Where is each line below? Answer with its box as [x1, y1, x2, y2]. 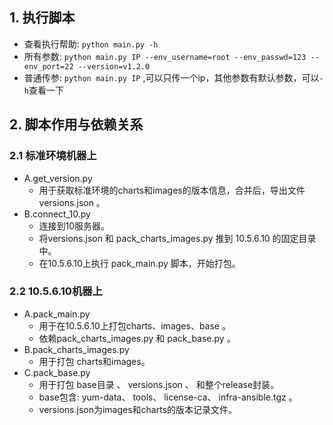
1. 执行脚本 [9, 9, 76, 27]
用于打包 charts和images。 [38, 355, 151, 367]
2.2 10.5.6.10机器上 [9, 284, 103, 298]
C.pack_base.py [23, 366, 91, 378]
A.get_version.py [23, 172, 93, 184]
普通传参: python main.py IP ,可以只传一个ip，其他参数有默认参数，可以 [23, 71, 320, 83]
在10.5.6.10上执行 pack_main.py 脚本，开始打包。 [38, 257, 241, 269]
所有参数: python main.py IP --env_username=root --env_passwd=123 [23, 50, 307, 62]
